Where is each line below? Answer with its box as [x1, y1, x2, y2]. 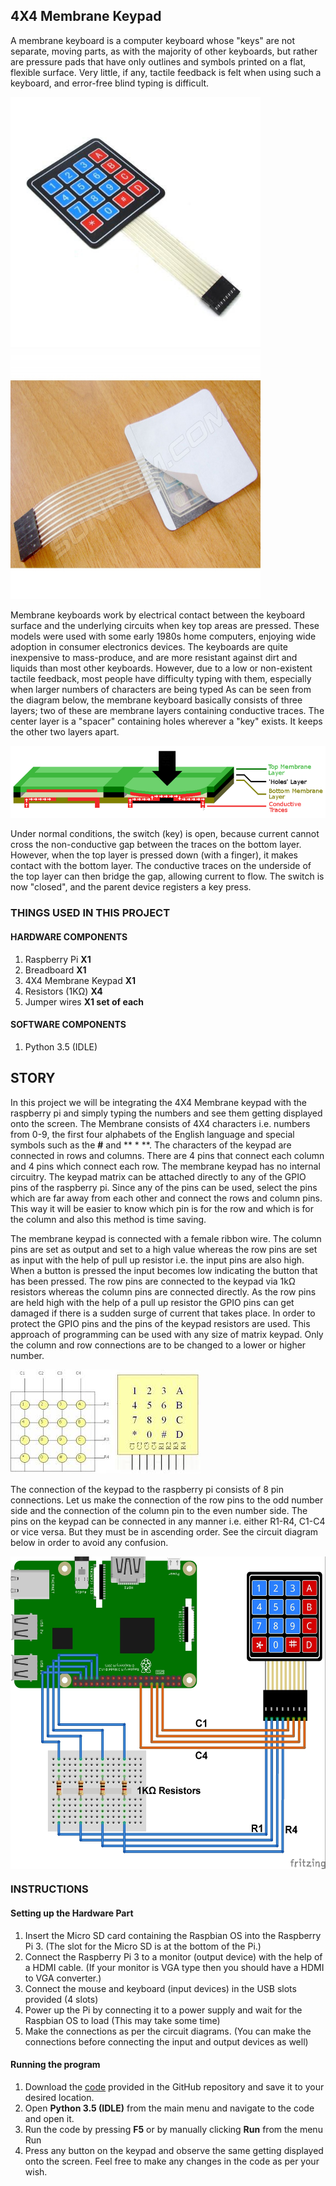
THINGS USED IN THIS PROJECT [10, 906, 171, 920]
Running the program [10, 2059, 101, 2071]
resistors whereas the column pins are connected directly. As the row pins [10, 1285, 317, 1298]
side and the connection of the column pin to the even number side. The [10, 1504, 308, 1516]
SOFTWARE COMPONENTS [10, 1019, 127, 1031]
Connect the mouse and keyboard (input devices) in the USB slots [24, 1982, 297, 1994]
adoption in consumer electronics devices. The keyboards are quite [10, 640, 288, 653]
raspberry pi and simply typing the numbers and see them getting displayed [10, 1107, 323, 1119]
